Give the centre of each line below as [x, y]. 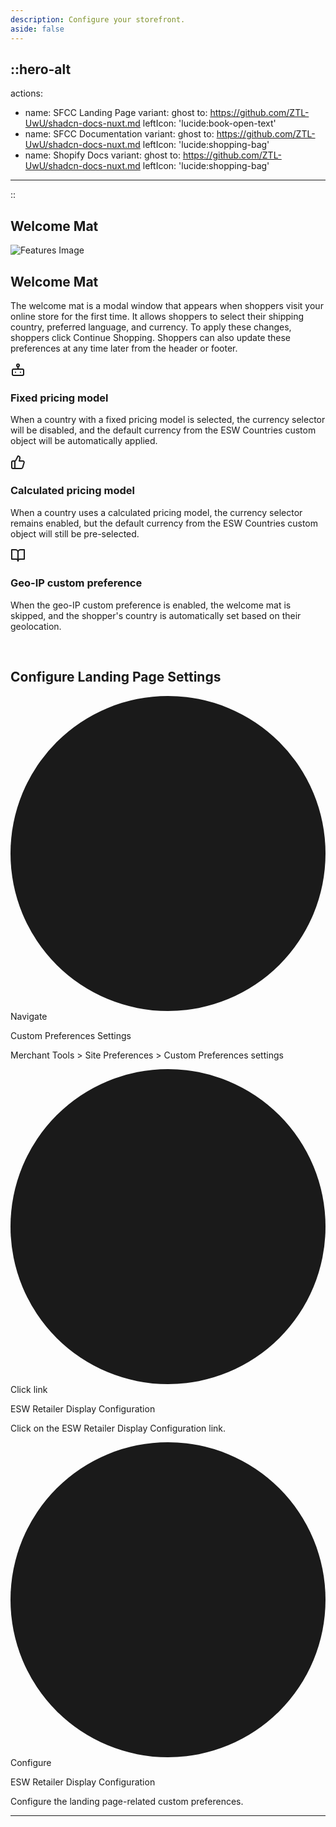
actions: [26, 93]
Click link [29, 1389]
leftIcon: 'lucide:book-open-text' [209, 123]
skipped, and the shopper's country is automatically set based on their [156, 615]
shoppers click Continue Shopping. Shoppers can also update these [151, 337]
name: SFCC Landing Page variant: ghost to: [116, 113]
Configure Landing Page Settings [116, 677]
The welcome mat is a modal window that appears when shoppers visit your [167, 305]
